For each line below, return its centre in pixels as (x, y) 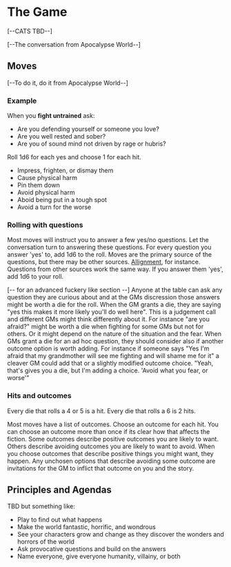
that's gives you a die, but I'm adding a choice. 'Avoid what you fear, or (108, 370)
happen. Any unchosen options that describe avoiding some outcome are (111, 461)
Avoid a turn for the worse (54, 207)
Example (22, 101)
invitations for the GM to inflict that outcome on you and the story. (101, 468)
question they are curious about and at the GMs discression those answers (114, 297)
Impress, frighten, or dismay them (65, 170)
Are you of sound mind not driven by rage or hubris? (92, 144)
